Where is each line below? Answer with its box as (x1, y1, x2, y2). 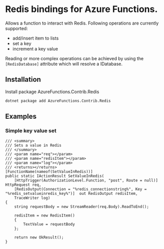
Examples (5, 112, 37, 121)
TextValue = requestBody (23, 222, 75, 227)
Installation (5, 75, 41, 84)
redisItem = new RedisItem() (14, 213, 75, 218)
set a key (12, 40, 32, 46)
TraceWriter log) (14, 195, 51, 201)
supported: (5, 25, 28, 31)
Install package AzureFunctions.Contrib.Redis (5, 89, 99, 95)
